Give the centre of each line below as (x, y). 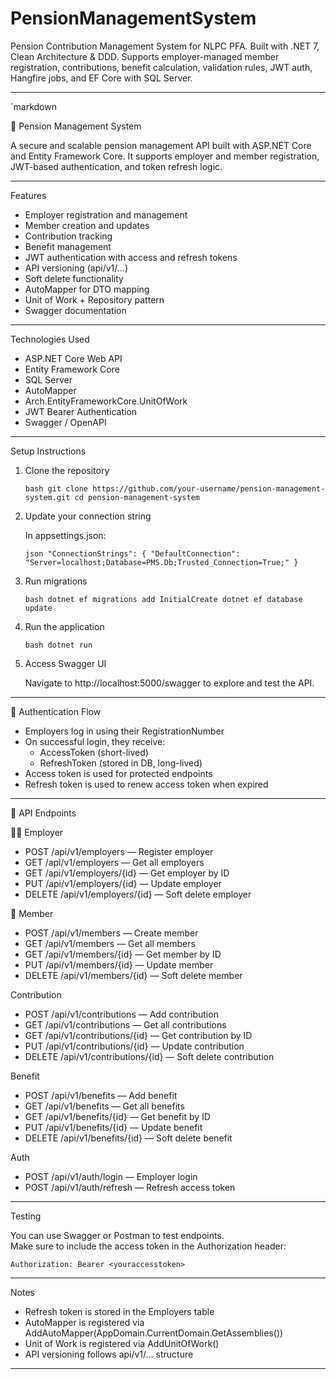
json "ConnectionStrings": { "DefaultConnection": (132, 553)
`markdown (33, 106)
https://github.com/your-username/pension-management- (209, 488)
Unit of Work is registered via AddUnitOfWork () (122, 1343)
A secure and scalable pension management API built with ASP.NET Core (161, 145)
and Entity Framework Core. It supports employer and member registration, (165, 156)
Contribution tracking (68, 236)
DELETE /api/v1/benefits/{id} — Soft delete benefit (128, 1138)
